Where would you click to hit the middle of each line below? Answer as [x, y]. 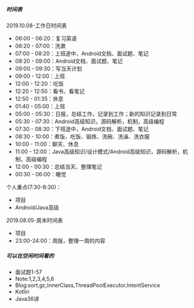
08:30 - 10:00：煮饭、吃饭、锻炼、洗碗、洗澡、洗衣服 [82, 136]
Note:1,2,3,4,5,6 [34, 278]
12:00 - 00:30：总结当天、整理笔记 [59, 167]
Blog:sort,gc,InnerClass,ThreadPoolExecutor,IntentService [87, 285]
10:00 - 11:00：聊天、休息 [47, 144]
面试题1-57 [28, 272]
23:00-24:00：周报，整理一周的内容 [60, 240]
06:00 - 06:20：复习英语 [46, 38]
